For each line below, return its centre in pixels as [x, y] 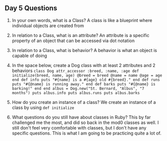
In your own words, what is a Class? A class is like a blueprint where [82, 20]
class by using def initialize [43, 107]
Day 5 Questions [31, 8]
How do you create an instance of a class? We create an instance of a [84, 102]
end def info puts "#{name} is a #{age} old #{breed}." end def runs [86, 79]
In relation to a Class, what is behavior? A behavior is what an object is [84, 50]
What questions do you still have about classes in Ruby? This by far [81, 117]
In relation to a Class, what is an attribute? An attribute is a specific [80, 35]
